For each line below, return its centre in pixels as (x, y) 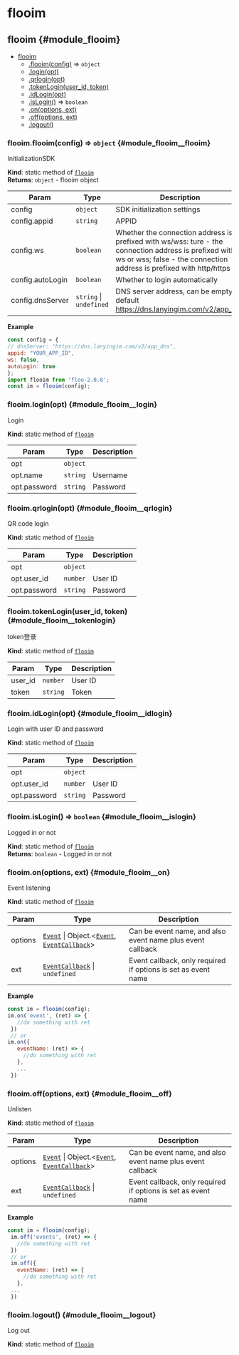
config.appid (32, 221)
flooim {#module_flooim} (64, 40)
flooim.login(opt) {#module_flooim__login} (83, 405)
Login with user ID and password (56, 729)
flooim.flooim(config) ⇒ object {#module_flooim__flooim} (109, 142)
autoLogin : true (31, 366)
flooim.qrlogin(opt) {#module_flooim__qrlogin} (90, 508)
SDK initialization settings (158, 209)
